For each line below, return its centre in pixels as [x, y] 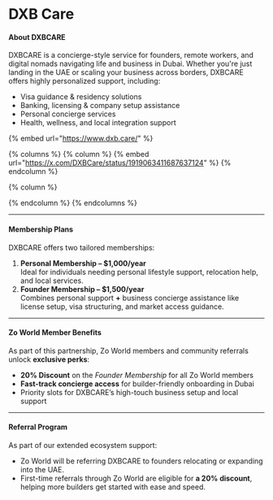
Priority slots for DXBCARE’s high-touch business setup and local [129, 392]
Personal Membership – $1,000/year [83, 263]
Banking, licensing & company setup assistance [100, 106]
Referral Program [38, 427]
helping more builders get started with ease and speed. [113, 487]
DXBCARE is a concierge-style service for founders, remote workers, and [131, 55]
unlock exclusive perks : [49, 359]
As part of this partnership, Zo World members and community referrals [129, 350]
